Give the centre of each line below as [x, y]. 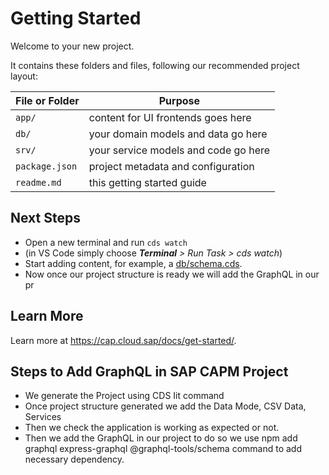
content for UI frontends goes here [170, 117]
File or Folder [47, 100]
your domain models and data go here [178, 134]
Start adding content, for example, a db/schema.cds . [133, 263]
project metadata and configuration [171, 166]
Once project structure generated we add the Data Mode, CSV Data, [165, 406]
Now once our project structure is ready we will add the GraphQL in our [172, 274]
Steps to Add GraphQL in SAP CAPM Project [149, 371]
